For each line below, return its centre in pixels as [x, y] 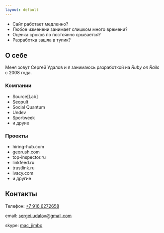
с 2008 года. [19, 73]
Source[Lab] [25, 96]
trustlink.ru [23, 168]
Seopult [20, 102]
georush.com [26, 152]
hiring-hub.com [28, 147]
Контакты [21, 194]
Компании [18, 86]
